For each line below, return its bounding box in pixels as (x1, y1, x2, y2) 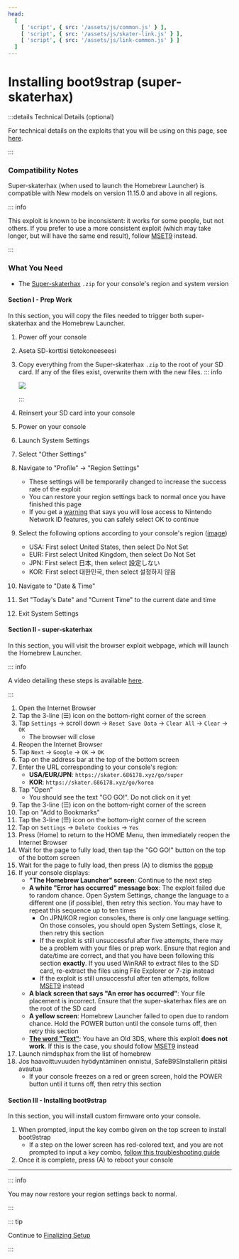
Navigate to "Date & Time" (18, 582, 96, 590)
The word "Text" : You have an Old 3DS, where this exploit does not (28, 1034, 228, 1042)
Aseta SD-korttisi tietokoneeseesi (18, 346, 116, 355)
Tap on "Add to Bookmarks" (18, 807, 100, 817)
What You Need (8, 263, 63, 273)
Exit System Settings (18, 609, 79, 618)
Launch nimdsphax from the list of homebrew (18, 1049, 152, 1058)
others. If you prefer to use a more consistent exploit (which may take (8, 224, 211, 233)
